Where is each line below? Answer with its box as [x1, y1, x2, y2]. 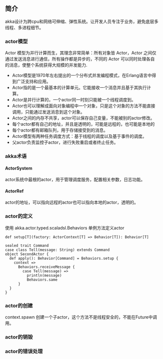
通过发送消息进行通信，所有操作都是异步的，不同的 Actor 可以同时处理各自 [5, 56, 155, 62]
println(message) [26, 273, 62, 278]
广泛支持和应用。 [16, 78, 51, 84]
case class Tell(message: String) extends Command [5, 247, 110, 252]
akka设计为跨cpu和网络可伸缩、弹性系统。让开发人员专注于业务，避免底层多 [5, 19, 159, 24]
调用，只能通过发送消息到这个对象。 [12, 109, 85, 115]
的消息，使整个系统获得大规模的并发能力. [5, 62, 88, 68]
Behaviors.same [26, 277, 57, 282]
